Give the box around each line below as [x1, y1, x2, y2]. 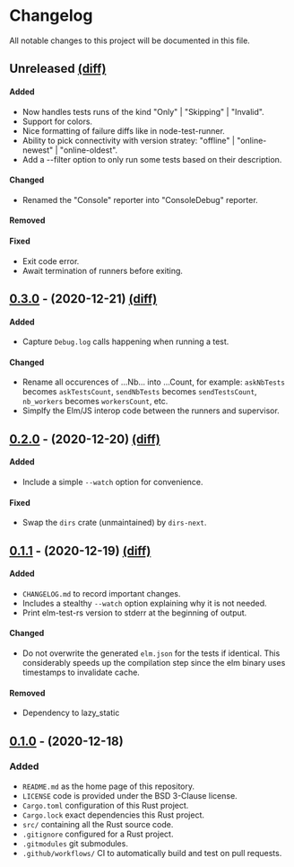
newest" [22, 145, 54, 155]
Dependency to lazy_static [22, 707, 120, 719]
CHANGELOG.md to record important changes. [22, 588, 181, 598]
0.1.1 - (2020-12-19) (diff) [9, 543, 151, 558]
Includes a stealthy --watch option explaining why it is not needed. [22, 597, 267, 608]
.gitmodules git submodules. [22, 837, 128, 849]
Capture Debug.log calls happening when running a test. [22, 336, 229, 347]
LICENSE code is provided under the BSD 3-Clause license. [22, 790, 238, 801]
